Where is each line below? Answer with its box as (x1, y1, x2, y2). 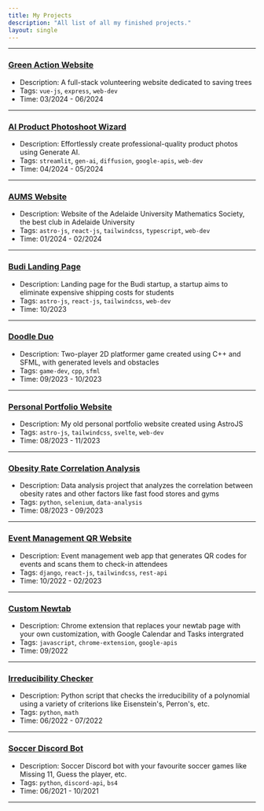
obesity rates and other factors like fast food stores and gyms (19, 489, 220, 498)
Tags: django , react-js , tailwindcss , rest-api (19, 568, 167, 577)
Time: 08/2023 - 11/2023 (19, 436, 101, 446)
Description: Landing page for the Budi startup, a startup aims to (19, 279, 229, 288)
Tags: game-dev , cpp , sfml (19, 365, 101, 375)
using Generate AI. (19, 147, 80, 157)
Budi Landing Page (8, 261, 81, 272)
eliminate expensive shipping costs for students (19, 287, 174, 297)
